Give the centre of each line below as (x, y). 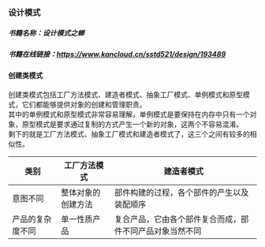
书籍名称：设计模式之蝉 (46, 32)
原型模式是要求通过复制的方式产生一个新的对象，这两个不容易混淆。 (132, 124)
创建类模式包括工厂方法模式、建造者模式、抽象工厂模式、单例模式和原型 (125, 94)
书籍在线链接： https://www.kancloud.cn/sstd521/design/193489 (117, 54)
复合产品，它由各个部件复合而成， (177, 219)
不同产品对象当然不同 (162, 230)
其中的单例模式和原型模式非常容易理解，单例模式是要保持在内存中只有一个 (129, 114)
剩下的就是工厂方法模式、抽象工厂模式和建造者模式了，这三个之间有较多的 (129, 134)
